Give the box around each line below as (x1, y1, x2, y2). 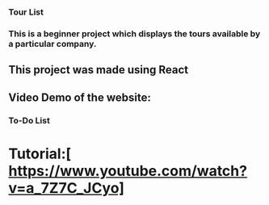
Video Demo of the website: (8, 90, 151, 104)
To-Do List (8, 115, 50, 126)
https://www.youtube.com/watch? (8, 161, 248, 180)
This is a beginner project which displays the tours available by (8, 27, 261, 39)
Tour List (8, 6, 44, 18)
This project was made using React (8, 63, 189, 77)
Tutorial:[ (8, 144, 72, 163)
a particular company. (8, 38, 97, 49)
